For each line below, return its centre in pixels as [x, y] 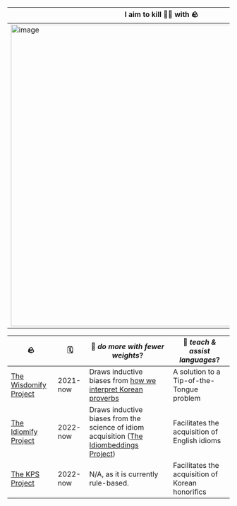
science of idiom [117, 427]
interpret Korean [116, 389]
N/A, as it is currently [124, 474]
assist [200, 351]
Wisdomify [29, 385]
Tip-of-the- [194, 381]
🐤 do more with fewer [127, 347]
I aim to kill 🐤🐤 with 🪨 [162, 14]
